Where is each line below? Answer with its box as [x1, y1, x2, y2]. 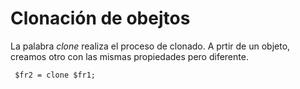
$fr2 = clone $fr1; [14, 70, 97, 80]
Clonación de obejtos [10, 7, 191, 30]
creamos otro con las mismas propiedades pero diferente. [10, 50, 249, 62]
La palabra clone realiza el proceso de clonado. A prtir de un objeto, [10, 40, 291, 52]
